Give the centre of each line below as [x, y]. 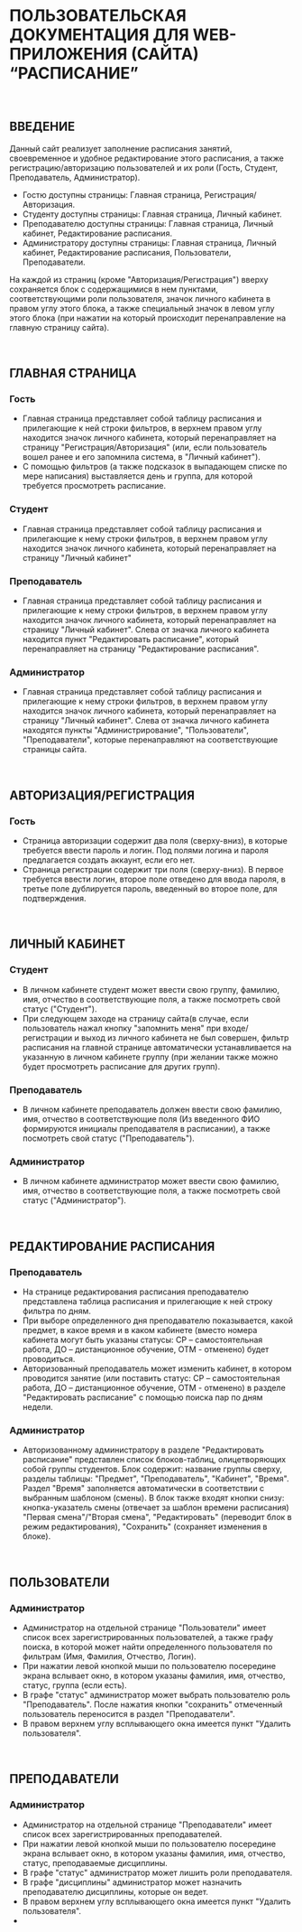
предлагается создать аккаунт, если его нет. [109, 860]
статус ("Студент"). [59, 1009]
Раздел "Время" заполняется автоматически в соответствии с [143, 1489]
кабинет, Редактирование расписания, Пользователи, [127, 252]
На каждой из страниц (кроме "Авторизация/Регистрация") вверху [139, 279]
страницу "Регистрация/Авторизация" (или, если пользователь [145, 447]
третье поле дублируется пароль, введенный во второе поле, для [150, 889]
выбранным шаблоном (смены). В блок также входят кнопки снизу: [153, 1498]
